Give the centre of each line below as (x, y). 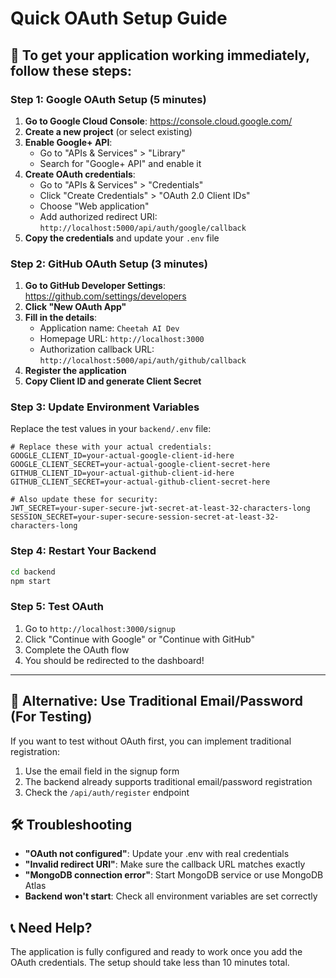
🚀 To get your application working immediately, (160, 55)
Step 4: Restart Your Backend (83, 551)
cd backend (33, 572)
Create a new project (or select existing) (108, 131)
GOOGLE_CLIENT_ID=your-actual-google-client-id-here (122, 456)
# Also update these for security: (84, 500)
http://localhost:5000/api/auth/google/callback (143, 228)
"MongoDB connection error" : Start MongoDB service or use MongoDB (174, 875)
